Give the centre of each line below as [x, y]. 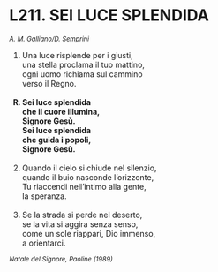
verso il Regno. [49, 83]
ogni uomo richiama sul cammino [82, 74]
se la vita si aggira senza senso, [80, 224]
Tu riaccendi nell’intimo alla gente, [84, 186]
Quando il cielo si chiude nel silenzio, [89, 168]
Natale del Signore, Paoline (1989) [61, 259]
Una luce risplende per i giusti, [78, 55]
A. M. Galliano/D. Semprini [49, 39]
